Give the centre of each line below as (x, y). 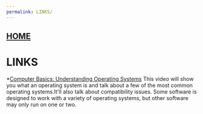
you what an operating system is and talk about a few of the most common (99, 85)
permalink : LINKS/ (29, 12)
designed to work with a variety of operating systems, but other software (98, 98)
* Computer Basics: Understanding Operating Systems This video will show (100, 78)
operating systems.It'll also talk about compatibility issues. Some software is (101, 92)
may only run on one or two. (42, 104)
